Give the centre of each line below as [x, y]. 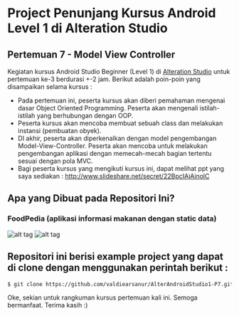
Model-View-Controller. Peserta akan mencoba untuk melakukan [112, 146]
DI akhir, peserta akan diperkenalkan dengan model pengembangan [117, 138]
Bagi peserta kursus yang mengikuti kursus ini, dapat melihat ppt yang [121, 168]
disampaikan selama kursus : [50, 86]
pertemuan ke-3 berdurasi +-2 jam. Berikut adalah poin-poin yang [104, 79]
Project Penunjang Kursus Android [112, 13]
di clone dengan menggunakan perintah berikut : [118, 268]
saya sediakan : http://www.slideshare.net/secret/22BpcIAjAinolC [113, 176]
